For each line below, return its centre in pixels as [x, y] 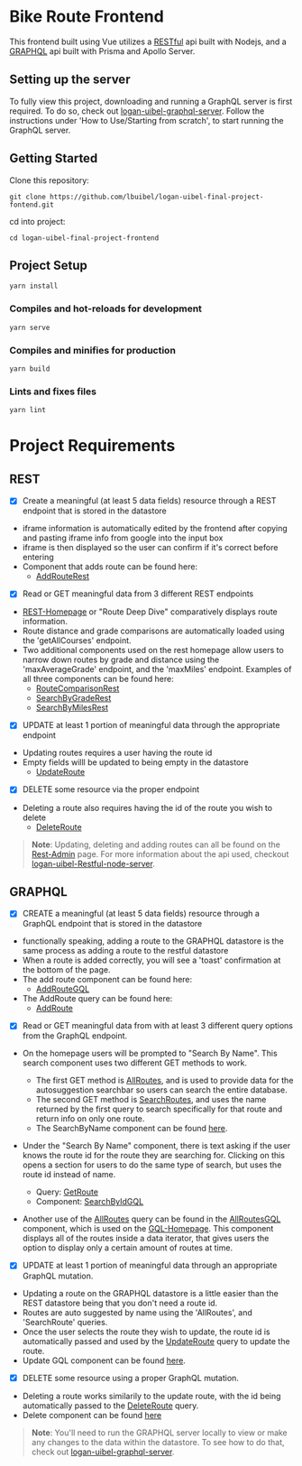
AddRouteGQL [63, 989]
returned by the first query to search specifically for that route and [159, 1109]
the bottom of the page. [66, 970]
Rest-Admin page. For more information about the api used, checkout [160, 853]
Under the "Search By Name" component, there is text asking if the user [156, 1146]
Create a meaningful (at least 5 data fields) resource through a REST [149, 501]
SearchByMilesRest [72, 708]
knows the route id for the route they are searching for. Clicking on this [154, 1156]
